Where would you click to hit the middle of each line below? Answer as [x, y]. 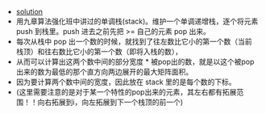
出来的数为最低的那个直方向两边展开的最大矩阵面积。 [104, 72]
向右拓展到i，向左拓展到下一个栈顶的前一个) [110, 102]
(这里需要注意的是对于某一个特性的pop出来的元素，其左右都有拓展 [126, 92]
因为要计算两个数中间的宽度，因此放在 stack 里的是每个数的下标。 [126, 82]
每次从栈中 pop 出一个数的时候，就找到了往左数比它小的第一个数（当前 [134, 41]
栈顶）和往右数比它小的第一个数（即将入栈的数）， [99, 51]
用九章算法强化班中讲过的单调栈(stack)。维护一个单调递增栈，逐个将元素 [137, 21]
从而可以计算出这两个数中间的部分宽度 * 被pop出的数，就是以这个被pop [135, 61]
